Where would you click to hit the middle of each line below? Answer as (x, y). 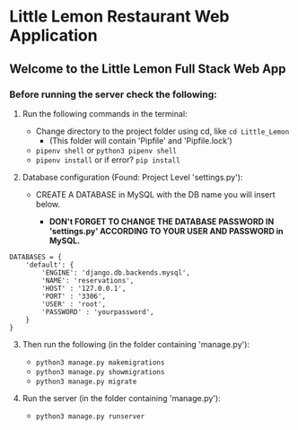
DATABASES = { (36, 257)
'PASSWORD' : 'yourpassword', (98, 312)
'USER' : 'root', (74, 304)
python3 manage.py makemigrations (100, 362)
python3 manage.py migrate (86, 382)
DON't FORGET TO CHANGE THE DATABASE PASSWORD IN (162, 221)
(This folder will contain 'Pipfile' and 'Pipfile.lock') (141, 140)
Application (53, 35)
